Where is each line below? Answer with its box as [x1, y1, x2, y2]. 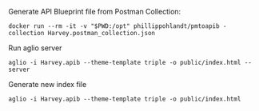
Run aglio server [8, 43, 62, 53]
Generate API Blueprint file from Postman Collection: [8, 7, 181, 16]
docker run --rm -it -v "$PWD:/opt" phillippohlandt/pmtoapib [8, 22, 220, 30]
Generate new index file [8, 80, 87, 89]
